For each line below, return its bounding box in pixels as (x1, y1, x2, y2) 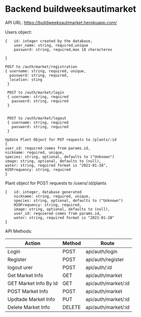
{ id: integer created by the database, (5, 38, 93, 44)
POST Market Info (7, 288, 49, 294)
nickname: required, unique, (5, 150, 64, 155)
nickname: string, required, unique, (14, 194, 91, 199)
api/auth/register (85, 256, 124, 263)
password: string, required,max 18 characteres (14, 47, 112, 52)
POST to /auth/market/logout (7, 116, 67, 121)
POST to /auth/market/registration (5, 64, 78, 69)
